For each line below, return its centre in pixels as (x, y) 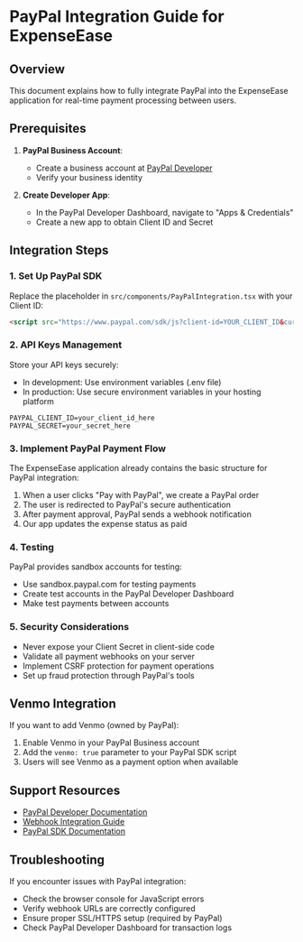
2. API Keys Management (66, 345)
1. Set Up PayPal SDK (56, 276)
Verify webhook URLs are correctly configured (109, 908)
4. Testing (32, 547)
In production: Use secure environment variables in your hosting (142, 392)
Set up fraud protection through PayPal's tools (109, 675)
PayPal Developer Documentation (85, 812)
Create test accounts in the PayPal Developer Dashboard (128, 594)
